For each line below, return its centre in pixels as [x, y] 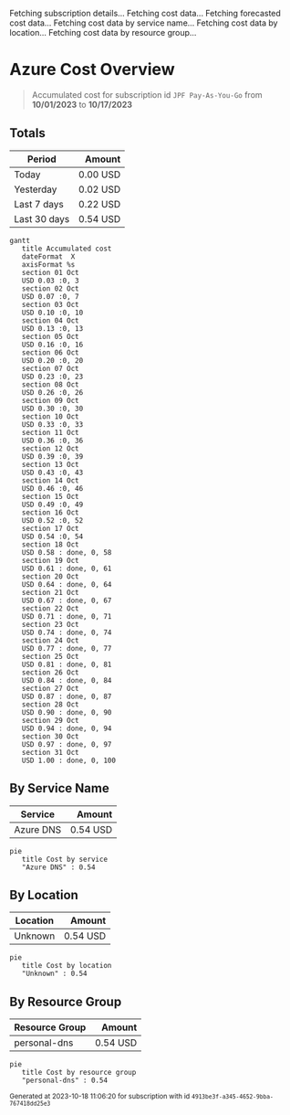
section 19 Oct [50, 560]
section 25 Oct [50, 656]
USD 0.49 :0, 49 [52, 504]
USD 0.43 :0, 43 [52, 473]
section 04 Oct [50, 320]
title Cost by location [67, 966]
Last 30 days [42, 218]
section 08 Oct [50, 384]
